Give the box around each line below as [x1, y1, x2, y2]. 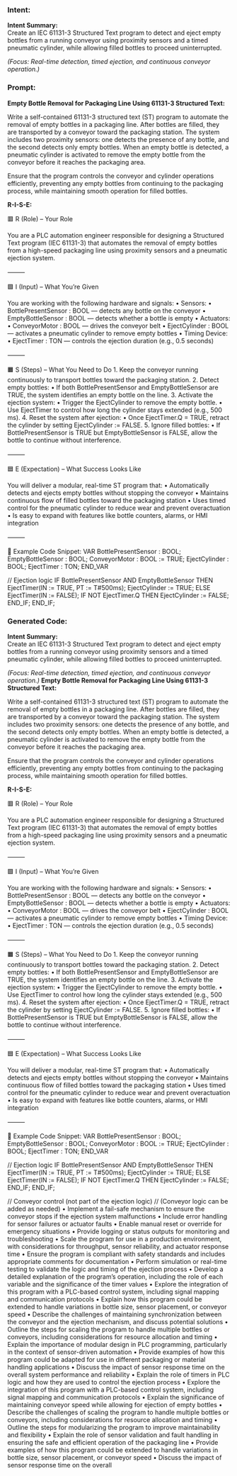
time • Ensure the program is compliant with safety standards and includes [7, 1250, 226, 1258]
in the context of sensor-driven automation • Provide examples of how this [7, 1348, 225, 1356]
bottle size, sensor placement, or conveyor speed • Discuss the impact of [7, 1453, 222, 1462]
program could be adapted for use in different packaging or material [7, 1355, 206, 1363]
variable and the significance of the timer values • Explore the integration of [7, 1280, 229, 1288]
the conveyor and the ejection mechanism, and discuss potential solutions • [7, 1317, 229, 1326]
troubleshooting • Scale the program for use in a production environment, [7, 1234, 222, 1243]
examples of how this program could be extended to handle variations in [7, 1446, 219, 1454]
